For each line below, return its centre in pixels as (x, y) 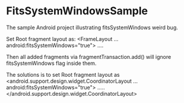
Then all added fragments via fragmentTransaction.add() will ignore (89, 57)
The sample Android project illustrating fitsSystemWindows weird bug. (92, 27)
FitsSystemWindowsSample (77, 11)
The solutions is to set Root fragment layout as (63, 74)
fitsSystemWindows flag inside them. (51, 63)
